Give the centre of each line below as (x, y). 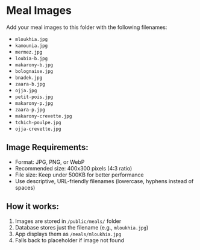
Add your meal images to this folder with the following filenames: (87, 27)
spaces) (25, 187)
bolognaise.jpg (34, 71)
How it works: (33, 206)
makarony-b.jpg (34, 65)
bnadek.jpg (29, 78)
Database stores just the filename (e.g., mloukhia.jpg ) (82, 227)
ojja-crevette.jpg (38, 129)
